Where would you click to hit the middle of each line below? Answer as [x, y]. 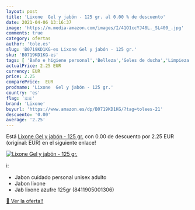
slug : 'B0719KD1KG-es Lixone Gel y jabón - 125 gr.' [72, 50]
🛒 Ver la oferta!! [25, 201]
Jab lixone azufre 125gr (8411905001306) [64, 190]
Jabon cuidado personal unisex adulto [60, 177]
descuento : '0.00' [28, 114]
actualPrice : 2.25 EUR [34, 66]
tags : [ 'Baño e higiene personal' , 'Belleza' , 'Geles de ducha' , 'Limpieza [98, 60]
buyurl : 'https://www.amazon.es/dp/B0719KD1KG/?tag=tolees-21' [85, 109]
